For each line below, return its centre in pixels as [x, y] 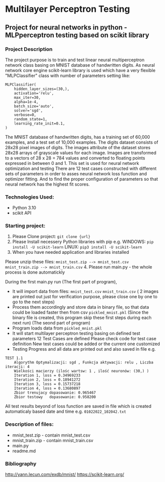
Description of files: [29, 424]
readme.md [24, 451]
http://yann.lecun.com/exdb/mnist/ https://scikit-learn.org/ [65, 475]
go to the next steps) [34, 302]
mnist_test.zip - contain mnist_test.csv [51, 435]
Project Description [29, 49]
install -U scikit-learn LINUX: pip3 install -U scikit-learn [77, 247]
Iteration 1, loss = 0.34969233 [47, 376]
